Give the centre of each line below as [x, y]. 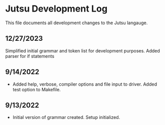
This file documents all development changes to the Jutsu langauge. [76, 23]
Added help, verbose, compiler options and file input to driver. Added [85, 84]
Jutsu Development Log [56, 9]
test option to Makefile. [36, 89]
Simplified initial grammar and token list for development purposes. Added [83, 50]
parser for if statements [30, 56]
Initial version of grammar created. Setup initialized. [66, 117]
